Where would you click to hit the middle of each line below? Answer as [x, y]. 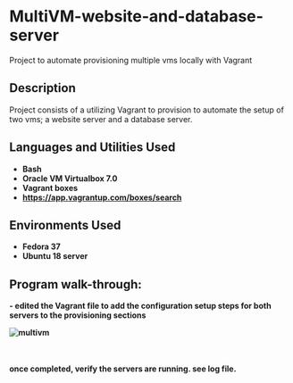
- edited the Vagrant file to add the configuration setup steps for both [140, 306]
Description [42, 88]
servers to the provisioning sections [78, 315]
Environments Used [65, 225]
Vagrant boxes [50, 187]
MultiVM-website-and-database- [136, 17]
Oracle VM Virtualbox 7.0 [70, 178]
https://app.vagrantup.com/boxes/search [102, 197]
